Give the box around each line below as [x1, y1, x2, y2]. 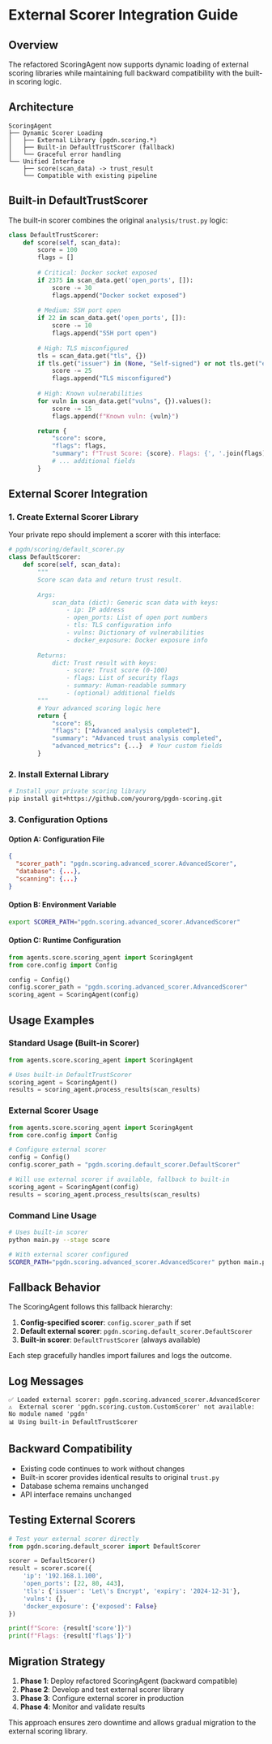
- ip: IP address [66, 606, 125, 614]
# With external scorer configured [8, 1250, 129, 1258]
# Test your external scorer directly [8, 1534, 139, 1543]
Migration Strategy [8, 1655, 106, 1668]
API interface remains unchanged [19, 1489, 132, 1499]
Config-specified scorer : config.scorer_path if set [19, 1318, 192, 1327]
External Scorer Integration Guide [8, 6, 239, 24]
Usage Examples [8, 1013, 95, 1027]
